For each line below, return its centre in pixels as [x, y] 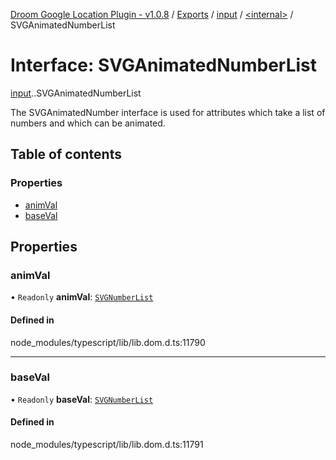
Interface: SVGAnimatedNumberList [164, 65]
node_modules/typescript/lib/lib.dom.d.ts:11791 [107, 445]
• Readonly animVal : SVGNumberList [82, 297]
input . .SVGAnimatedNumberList [76, 93]
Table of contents [66, 154]
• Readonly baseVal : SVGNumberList [82, 399]
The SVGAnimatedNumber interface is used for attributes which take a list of [168, 112]
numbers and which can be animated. [88, 123]
